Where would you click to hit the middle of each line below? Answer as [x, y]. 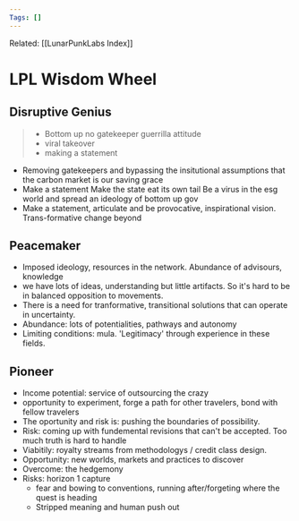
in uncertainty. [49, 315]
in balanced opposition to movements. [93, 295]
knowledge [43, 277]
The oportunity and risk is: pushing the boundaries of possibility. [141, 422]
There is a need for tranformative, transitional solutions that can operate [155, 305]
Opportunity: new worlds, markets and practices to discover [133, 460]
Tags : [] [26, 17]
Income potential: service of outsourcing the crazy [115, 393]
